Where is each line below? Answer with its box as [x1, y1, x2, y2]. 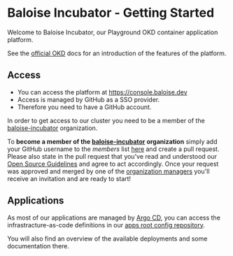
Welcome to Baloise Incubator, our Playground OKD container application [7, 28, 218, 36]
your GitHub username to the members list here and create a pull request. [7, 145, 220, 153]
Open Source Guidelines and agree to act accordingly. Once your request [7, 159, 219, 168]
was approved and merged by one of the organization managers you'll [7, 166, 210, 176]
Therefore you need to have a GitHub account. [17, 103, 152, 111]
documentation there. [7, 241, 70, 250]
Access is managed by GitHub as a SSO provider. [17, 95, 160, 104]
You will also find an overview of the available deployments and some [7, 234, 208, 243]
